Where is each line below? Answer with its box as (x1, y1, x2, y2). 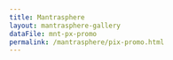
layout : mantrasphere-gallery (9, 21, 122, 30)
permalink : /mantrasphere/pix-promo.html (9, 37, 165, 47)
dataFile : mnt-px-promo (9, 29, 98, 38)
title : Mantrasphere (9, 12, 86, 22)
